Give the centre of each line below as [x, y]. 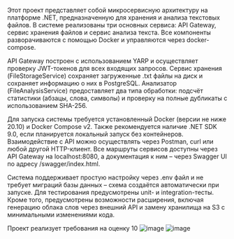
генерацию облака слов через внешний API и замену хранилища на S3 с [116, 207]
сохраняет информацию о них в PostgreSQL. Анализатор [92, 83]
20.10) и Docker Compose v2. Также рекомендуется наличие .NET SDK [112, 127]
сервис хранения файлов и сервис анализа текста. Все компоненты [109, 32]
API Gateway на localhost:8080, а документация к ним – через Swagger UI [117, 156]
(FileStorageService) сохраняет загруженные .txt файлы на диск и [105, 76]
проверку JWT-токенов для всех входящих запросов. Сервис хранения [115, 68]
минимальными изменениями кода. [61, 214]
